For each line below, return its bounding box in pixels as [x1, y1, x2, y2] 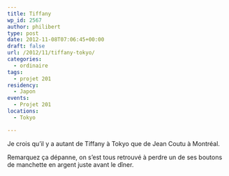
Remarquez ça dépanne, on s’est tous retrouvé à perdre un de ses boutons [7, 153, 223, 161]
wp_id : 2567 [7, 17, 42, 24]
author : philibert [7, 23, 61, 30]
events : [7, 95, 30, 102]
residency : [7, 82, 39, 89]
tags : [7, 68, 23, 75]
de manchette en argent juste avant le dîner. [7, 160, 134, 168]
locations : [7, 108, 39, 115]
